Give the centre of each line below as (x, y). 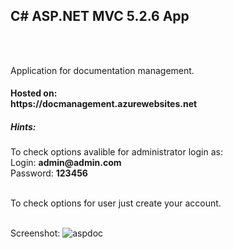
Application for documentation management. (102, 70)
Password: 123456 (49, 173)
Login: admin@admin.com (66, 163)
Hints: (23, 127)
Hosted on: (34, 93)
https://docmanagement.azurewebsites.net (104, 104)
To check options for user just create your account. (116, 203)
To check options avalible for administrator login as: (116, 152)
